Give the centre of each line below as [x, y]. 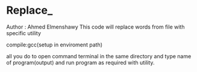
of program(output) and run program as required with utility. [80, 62]
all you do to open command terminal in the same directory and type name [99, 56]
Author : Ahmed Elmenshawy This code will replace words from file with [95, 27]
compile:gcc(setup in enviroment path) [55, 45]
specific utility [23, 33]
